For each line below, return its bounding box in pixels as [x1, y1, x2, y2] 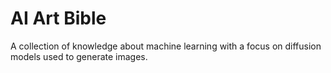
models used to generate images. [10, 50, 148, 62]
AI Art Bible [10, 7, 107, 30]
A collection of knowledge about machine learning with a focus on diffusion [10, 40, 322, 52]
